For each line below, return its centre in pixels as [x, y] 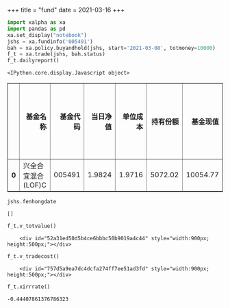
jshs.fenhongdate [32, 202]
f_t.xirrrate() [29, 287]
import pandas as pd [37, 29]
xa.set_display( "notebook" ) [47, 35]
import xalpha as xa [37, 23]
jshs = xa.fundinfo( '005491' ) [50, 41]
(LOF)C [35, 185]
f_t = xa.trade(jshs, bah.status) [56, 54]
